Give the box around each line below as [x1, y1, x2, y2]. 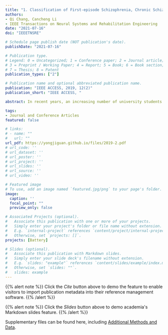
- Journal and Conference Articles [5, 113, 79, 118]
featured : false [5, 117, 39, 122]
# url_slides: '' [5, 163, 41, 169]
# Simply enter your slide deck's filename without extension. [5, 256, 144, 261]
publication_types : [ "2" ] [5, 72, 59, 77]
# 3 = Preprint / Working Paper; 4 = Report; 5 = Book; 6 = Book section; [5, 62, 164, 67]
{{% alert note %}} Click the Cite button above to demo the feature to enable [5, 283, 163, 289]
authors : [5, 12, 23, 17]
